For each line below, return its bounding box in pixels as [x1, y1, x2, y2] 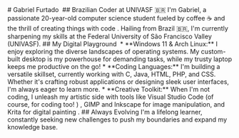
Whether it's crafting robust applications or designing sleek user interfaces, [7, 78, 230, 86]
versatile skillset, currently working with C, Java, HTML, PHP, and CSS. [7, 70, 216, 78]
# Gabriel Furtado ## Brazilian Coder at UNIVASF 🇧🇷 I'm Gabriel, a [7, 6, 207, 14]
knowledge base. [7, 123, 59, 131]
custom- [200, 48, 226, 55]
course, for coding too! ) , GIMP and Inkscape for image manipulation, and [7, 100, 225, 108]
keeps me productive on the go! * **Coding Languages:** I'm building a [7, 63, 220, 70]
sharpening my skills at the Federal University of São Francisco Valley [7, 32, 213, 41]
